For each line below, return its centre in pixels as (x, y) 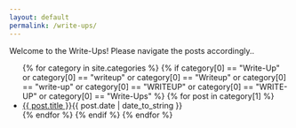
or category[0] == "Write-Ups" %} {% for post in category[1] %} (156, 96)
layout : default (39, 17)
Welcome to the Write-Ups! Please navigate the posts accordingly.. (132, 50)
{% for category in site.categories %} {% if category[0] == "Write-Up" (151, 68)
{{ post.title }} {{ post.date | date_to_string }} (102, 105)
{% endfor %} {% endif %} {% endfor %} (97, 115)
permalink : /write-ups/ (53, 26)
